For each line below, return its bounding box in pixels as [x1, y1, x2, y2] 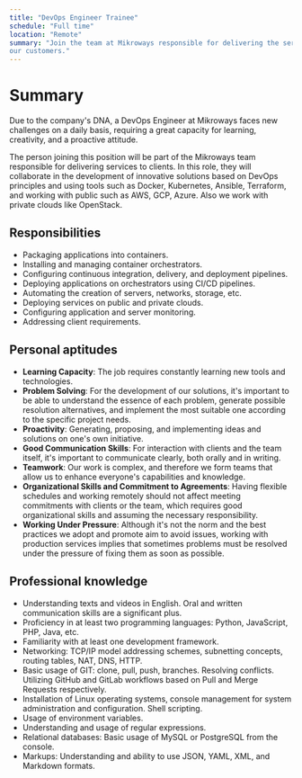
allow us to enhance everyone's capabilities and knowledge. [22, 471, 246, 482]
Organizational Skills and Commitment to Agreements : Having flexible [22, 480, 288, 491]
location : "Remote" [9, 30, 83, 39]
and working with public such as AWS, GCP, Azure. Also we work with [9, 190, 269, 201]
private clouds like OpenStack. [9, 200, 123, 210]
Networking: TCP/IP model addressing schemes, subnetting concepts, [22, 645, 283, 657]
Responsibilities [9, 226, 102, 241]
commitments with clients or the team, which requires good [22, 500, 243, 511]
